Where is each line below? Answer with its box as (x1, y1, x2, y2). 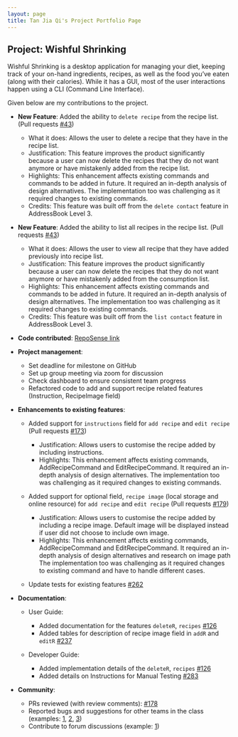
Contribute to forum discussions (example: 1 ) (28, 722, 160, 731)
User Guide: (28, 608, 64, 616)
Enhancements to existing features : (17, 405, 126, 414)
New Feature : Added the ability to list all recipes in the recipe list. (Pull (17, 223, 224, 232)
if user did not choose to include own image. (38, 529, 170, 537)
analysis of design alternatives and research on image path (58, 551, 231, 560)
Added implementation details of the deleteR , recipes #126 (38, 664, 212, 673)
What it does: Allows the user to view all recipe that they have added (28, 245, 229, 253)
